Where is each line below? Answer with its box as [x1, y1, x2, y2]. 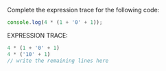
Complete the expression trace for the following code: [7, 6, 160, 14]
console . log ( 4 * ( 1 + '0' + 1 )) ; [7, 19, 103, 26]
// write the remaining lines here [7, 57, 109, 64]
